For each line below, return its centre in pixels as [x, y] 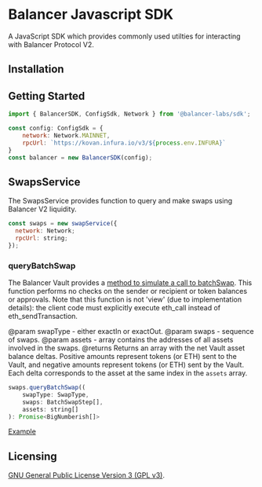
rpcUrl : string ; [42, 238]
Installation [36, 70]
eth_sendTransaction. [43, 316]
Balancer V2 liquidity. [42, 209]
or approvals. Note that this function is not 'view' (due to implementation [125, 299]
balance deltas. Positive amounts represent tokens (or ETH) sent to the [122, 356]
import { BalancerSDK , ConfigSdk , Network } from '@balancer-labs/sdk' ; [129, 114]
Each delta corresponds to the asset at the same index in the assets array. [128, 373]
